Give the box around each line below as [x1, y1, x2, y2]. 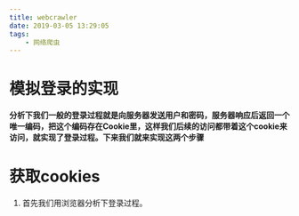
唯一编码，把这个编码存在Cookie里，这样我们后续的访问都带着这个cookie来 [9, 121, 287, 132]
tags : [9, 29, 29, 38]
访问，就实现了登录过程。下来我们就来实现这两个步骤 [9, 132, 205, 143]
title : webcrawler [9, 12, 77, 22]
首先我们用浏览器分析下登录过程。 [21, 197, 148, 209]
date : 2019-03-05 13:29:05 [9, 21, 109, 30]
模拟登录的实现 [9, 79, 119, 99]
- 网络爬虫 [25, 37, 61, 47]
